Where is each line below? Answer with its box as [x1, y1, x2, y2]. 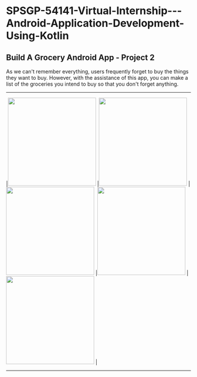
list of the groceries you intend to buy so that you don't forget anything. [6, 80, 179, 87]
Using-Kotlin [6, 29, 69, 42]
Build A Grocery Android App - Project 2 [6, 52, 155, 62]
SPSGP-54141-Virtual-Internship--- [6, 4, 182, 18]
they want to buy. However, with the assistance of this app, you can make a [6, 75, 189, 81]
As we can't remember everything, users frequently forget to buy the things [6, 68, 189, 75]
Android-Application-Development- [6, 16, 185, 30]
